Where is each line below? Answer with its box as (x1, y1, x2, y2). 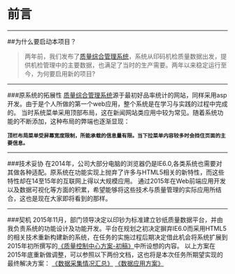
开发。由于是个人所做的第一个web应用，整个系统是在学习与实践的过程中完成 (7, 99, 228, 108)
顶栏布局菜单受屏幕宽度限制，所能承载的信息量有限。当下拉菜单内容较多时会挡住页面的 (7, 132, 221, 139)
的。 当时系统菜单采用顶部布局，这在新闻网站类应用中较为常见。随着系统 (7, 108, 218, 116)
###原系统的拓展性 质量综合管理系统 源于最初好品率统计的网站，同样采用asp (7, 91, 227, 99)
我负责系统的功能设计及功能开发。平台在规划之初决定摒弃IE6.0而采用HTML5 (7, 224, 227, 232)
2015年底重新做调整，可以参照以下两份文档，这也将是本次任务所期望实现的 (7, 250, 224, 259)
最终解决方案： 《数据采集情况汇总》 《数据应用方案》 (7, 259, 164, 267)
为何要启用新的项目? (36, 69, 96, 77)
